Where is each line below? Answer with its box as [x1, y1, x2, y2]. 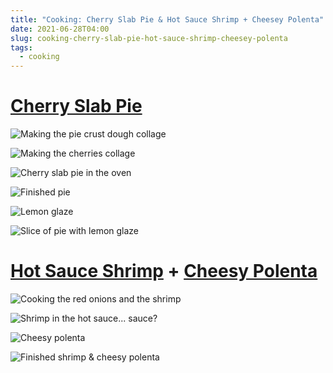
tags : [10, 42, 33, 53]
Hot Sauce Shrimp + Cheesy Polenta [10, 260, 318, 283]
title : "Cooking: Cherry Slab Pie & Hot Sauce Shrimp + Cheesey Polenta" [10, 14, 325, 25]
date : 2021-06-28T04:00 [10, 24, 110, 34]
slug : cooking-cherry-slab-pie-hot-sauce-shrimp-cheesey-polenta [10, 33, 288, 43]
